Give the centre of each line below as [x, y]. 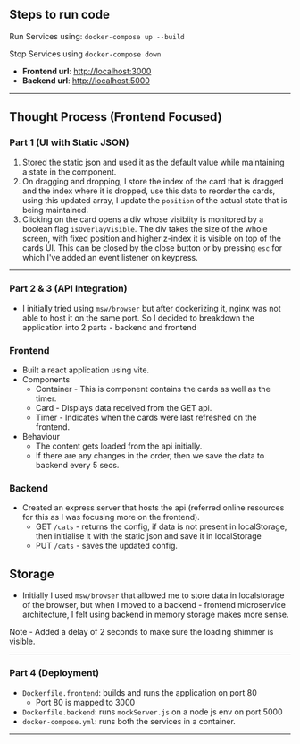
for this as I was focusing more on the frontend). [111, 517]
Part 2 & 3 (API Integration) [68, 288]
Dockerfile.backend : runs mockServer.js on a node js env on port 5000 [152, 712]
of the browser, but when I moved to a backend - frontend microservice [154, 605]
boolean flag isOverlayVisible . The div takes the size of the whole [145, 228]
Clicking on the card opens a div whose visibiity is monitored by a [143, 219]
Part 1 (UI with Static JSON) [69, 142]
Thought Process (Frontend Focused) [116, 117]
